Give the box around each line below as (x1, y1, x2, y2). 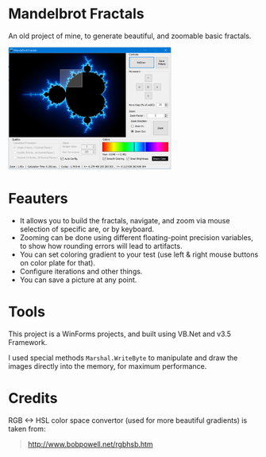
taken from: (8, 424, 46, 434)
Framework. (8, 338, 48, 347)
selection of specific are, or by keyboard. (19, 224, 155, 234)
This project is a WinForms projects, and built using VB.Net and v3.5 (8, 329, 232, 339)
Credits (8, 389, 58, 408)
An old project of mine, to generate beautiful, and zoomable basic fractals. (8, 31, 252, 41)
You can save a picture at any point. (19, 275, 137, 285)
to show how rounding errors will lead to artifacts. (19, 242, 183, 251)
